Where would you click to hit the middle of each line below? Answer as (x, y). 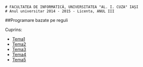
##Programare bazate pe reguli (37, 20)
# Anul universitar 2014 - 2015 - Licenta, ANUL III (60, 11)
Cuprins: (14, 30)
